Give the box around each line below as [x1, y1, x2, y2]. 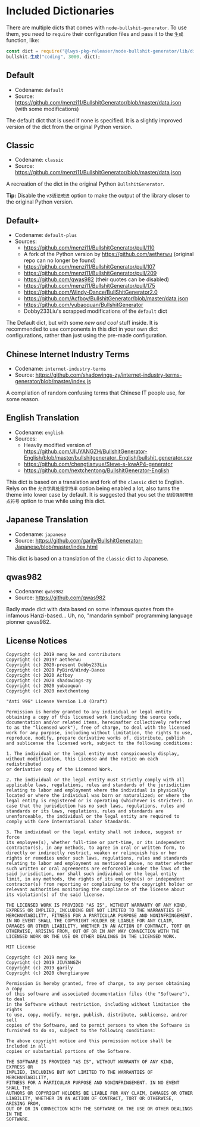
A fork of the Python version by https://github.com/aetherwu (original [23, 251, 194, 258]
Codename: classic [14, 156, 64, 164]
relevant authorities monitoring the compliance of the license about [6, 886, 185, 893]
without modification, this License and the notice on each [6, 756, 159, 762]
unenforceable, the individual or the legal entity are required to [6, 814, 180, 820]
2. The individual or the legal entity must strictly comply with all [6, 777, 185, 783]
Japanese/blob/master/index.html [14, 543, 98, 550]
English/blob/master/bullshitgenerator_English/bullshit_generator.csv [23, 454, 192, 461]
